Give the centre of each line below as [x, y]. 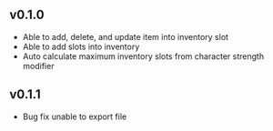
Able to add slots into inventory [81, 46]
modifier [38, 65]
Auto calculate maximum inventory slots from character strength [143, 56]
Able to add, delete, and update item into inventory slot [126, 36]
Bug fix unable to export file [75, 116]
